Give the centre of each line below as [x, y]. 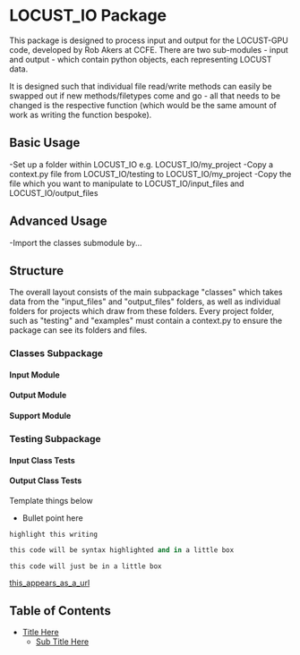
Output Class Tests [46, 481]
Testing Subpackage [55, 439]
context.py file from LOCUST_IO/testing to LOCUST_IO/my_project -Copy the [150, 174]
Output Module [38, 396]
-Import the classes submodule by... [76, 242]
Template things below [51, 500]
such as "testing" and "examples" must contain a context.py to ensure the [146, 321]
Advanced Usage [58, 221]
